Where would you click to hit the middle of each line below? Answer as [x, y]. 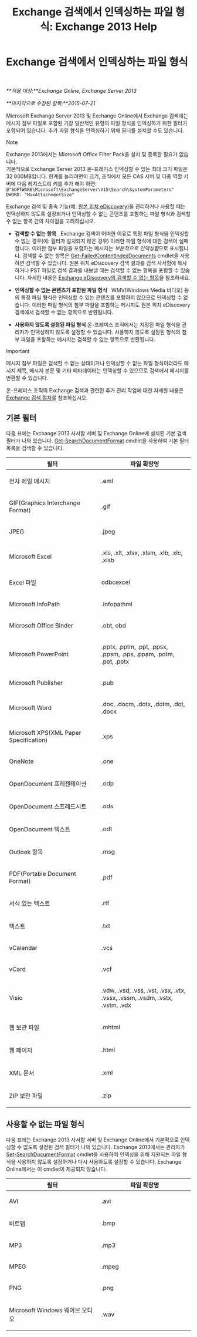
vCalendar [23, 948]
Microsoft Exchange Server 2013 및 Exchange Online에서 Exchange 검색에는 [97, 116]
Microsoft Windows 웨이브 [45, 1310]
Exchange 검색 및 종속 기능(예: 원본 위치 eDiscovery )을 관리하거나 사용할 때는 [96, 206]
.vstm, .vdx [117, 1005]
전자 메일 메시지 [30, 481]
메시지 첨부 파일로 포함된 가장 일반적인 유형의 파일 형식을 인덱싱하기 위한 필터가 [97, 123]
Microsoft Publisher [36, 683]
